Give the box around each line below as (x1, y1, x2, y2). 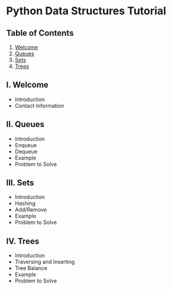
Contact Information (14, 102, 64, 109)
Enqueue (14, 141, 37, 148)
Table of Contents (6, 28, 74, 38)
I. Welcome (6, 80, 49, 90)
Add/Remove (14, 206, 47, 213)
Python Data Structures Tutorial (6, 4, 167, 18)
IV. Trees (6, 236, 40, 246)
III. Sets (6, 178, 35, 188)
